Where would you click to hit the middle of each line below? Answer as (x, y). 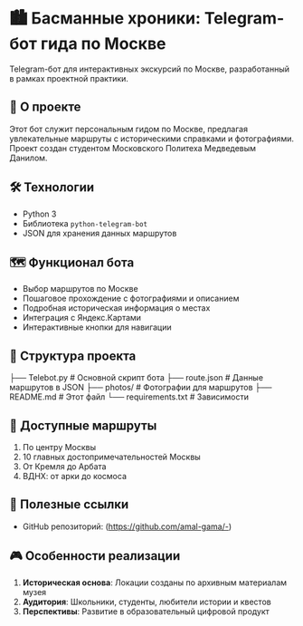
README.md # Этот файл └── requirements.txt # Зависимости (129, 397)
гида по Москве (103, 44)
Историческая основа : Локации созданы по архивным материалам (155, 583)
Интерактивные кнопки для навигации (97, 327)
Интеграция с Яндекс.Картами (82, 318)
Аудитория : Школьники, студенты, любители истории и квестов (147, 602)
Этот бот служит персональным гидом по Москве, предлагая (129, 129)
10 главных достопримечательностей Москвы (111, 457)
